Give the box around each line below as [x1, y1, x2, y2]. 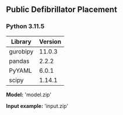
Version [38, 38, 61, 46]
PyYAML [9, 66, 32, 75]
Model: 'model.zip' [6, 91, 51, 98]
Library [10, 38, 32, 46]
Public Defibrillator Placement [6, 5, 118, 15]
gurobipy [9, 47, 34, 55]
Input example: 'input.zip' [6, 102, 69, 109]
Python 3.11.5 [6, 22, 45, 31]
